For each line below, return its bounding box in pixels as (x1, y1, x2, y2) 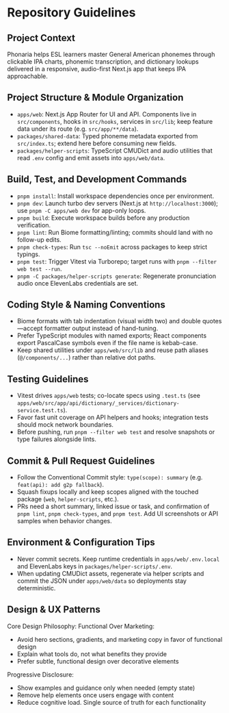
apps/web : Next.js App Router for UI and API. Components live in (16, 110, 197, 118)
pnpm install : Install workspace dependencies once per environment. (16, 192, 214, 200)
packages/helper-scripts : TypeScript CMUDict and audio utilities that (16, 146, 213, 155)
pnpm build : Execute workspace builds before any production (16, 214, 190, 222)
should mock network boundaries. (16, 421, 114, 429)
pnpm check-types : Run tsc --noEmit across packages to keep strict (16, 242, 208, 251)
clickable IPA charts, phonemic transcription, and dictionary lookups (7, 58, 200, 66)
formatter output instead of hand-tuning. (44, 324, 159, 333)
